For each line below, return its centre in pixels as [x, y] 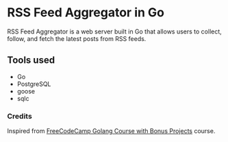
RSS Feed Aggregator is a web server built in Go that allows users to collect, [115, 31]
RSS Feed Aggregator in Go [86, 13]
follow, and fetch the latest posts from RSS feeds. [77, 38]
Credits [20, 116]
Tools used [31, 60]
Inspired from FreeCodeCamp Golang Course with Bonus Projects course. [111, 131]
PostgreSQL [34, 84]
